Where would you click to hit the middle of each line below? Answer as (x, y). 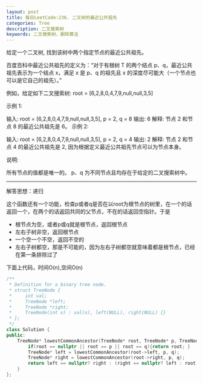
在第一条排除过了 (36, 255)
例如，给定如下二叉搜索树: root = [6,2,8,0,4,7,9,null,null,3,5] (80, 93)
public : (16, 335)
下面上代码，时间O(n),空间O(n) (45, 267)
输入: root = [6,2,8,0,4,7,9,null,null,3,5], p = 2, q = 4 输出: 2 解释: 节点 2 (94, 139)
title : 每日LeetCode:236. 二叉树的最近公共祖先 (62, 18)
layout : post (23, 12)
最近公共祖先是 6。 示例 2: (56, 126)
